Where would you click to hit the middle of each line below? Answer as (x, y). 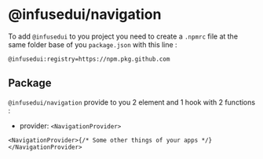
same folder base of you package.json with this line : (93, 44)
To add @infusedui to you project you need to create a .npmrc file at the (123, 36)
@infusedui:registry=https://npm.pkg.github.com (89, 59)
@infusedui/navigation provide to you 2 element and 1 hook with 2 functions (132, 102)
